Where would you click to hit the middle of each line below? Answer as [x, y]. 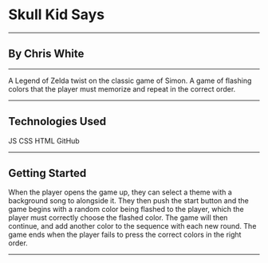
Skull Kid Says [57, 15]
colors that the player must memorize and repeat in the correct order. [122, 88]
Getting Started [47, 173]
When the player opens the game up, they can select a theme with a [120, 192]
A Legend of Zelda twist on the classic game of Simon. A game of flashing [130, 80]
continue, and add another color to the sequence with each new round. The [132, 226]
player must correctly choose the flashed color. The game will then [118, 218]
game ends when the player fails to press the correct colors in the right [125, 235]
